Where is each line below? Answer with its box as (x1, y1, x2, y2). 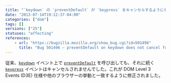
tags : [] (5, 21, 24, 27)
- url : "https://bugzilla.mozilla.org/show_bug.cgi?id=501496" (14, 40, 152, 46)
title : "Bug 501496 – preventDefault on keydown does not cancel (18, 45, 160, 50)
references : (5, 36, 31, 41)
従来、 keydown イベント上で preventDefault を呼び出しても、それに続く (5, 59, 155, 66)
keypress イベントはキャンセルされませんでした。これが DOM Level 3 (5, 66, 151, 72)
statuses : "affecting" (5, 31, 53, 36)
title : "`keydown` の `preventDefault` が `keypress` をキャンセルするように (5, 7, 164, 13)
